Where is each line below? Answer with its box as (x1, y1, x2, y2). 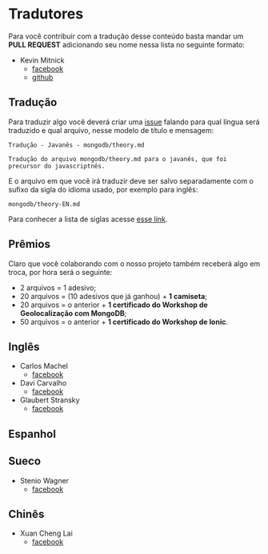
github (31, 72, 54, 82)
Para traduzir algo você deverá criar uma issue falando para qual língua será (8, 117, 260, 127)
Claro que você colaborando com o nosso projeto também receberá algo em (8, 258, 261, 269)
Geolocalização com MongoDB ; (19, 308, 127, 317)
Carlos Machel (19, 362, 68, 371)
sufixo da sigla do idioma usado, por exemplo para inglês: (8, 184, 198, 194)
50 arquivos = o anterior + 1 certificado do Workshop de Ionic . (19, 317, 228, 326)
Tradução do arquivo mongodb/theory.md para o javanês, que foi (8, 155, 227, 163)
